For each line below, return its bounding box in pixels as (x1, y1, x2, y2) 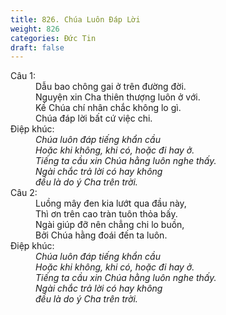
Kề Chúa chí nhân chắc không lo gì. (35, 102, 182, 114)
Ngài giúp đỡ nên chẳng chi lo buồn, (35, 219, 185, 231)
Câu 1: (10, 70, 37, 82)
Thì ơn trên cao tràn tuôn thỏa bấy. (35, 208, 178, 220)
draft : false (10, 42, 65, 53)
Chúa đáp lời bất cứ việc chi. (35, 112, 153, 125)
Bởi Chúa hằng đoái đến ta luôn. (35, 229, 168, 241)
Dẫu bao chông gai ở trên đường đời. (35, 81, 187, 93)
